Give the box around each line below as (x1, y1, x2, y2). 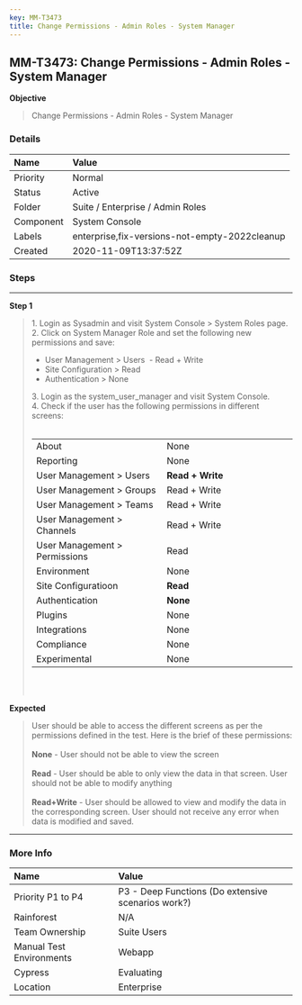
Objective (9, 93, 47, 104)
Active (72, 186, 100, 198)
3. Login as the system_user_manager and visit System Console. (31, 391, 271, 402)
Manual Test (13, 940, 66, 953)
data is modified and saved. (31, 816, 135, 827)
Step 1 (9, 300, 33, 311)
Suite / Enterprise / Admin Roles (72, 200, 207, 213)
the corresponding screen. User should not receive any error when (31, 806, 280, 817)
